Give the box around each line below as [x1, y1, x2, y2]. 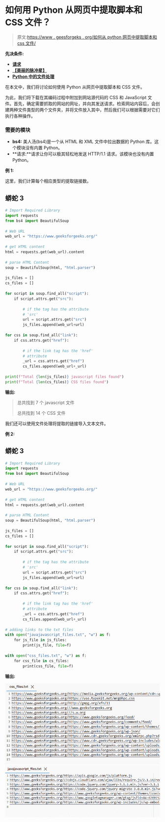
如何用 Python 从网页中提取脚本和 [5, 4, 143, 16]
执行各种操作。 [5, 113, 35, 119]
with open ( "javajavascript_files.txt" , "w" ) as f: [5, 632, 111, 638]
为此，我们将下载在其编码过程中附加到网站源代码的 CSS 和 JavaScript [5, 94, 147, 100]
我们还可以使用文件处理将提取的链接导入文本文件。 [5, 420, 109, 427]
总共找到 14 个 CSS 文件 [17, 410, 66, 416]
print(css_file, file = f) [23, 664, 74, 669]
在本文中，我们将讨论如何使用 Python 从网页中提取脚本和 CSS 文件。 [5, 84, 145, 90]
